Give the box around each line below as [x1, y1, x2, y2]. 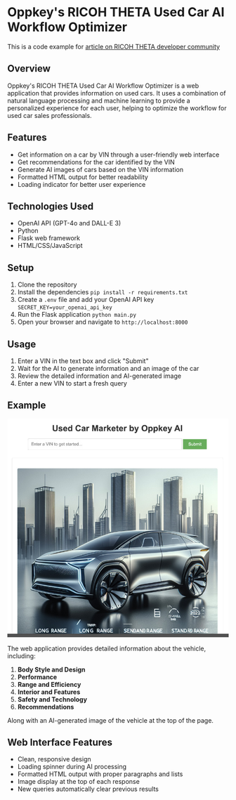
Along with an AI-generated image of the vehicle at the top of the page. [7, 716, 214, 724]
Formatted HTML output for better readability [17, 173, 149, 181]
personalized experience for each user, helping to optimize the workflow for [7, 103, 227, 112]
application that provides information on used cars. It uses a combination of [7, 88, 226, 97]
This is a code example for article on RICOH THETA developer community [7, 42, 220, 51]
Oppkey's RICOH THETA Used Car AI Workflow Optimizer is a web [7, 81, 199, 90]
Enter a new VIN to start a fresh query [17, 379, 128, 387]
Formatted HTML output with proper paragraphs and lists [17, 770, 183, 778]
